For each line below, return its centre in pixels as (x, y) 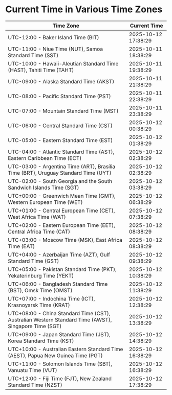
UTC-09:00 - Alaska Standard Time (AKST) (61, 81)
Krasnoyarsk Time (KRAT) (39, 305)
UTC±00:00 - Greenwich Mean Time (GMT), (62, 196)
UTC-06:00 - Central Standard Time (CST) (60, 125)
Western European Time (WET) (45, 202)
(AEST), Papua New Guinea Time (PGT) (56, 355)
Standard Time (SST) (33, 55)
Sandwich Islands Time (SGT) (44, 188)
